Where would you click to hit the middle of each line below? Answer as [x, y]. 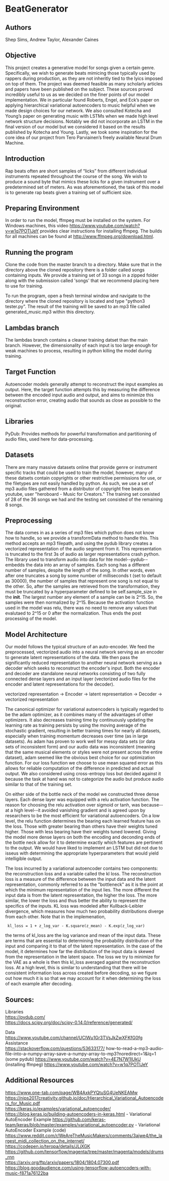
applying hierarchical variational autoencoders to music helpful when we [80, 105]
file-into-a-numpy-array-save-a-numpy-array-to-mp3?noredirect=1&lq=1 [81, 1054]
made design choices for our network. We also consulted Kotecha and [78, 110]
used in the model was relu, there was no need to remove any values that [81, 608]
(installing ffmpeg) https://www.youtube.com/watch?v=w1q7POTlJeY [77, 1064]
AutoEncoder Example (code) [36, 1130]
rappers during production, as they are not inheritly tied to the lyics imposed [84, 78]
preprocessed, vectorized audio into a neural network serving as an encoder [84, 652]
